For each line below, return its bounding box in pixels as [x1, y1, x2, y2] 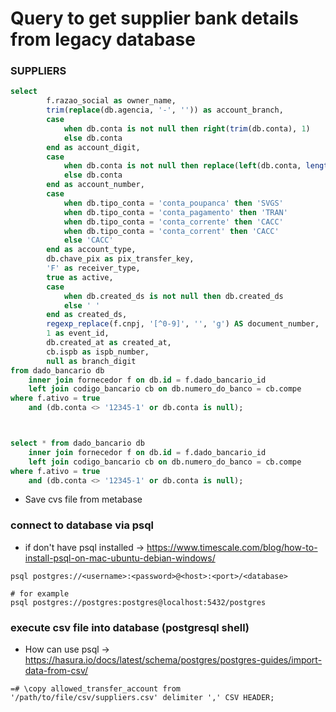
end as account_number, [46, 180, 145, 190]
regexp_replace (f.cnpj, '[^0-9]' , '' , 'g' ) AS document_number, [46, 319, 320, 329]
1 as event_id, [46, 328, 110, 339]
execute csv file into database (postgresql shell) [10, 620, 250, 634]
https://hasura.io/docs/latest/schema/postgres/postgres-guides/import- [24, 654, 323, 666]
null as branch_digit [46, 356, 137, 366]
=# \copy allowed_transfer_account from [10, 684, 182, 694]
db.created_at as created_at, [46, 338, 172, 348]
